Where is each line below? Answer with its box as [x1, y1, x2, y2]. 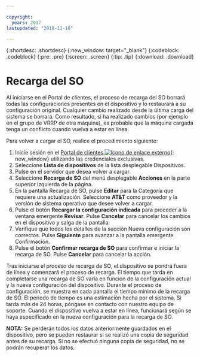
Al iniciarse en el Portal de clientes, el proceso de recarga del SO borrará [6, 94, 186, 101]
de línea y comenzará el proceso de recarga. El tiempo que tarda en [6, 269, 173, 276]
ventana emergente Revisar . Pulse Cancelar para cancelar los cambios [14, 213, 191, 220]
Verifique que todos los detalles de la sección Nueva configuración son [14, 225, 190, 232]
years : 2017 [11, 19, 42, 26]
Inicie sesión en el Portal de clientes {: [14, 149, 174, 156]
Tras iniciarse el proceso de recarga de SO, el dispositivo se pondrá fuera [6, 262, 187, 270]
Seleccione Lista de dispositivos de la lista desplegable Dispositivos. [14, 162, 186, 169]
